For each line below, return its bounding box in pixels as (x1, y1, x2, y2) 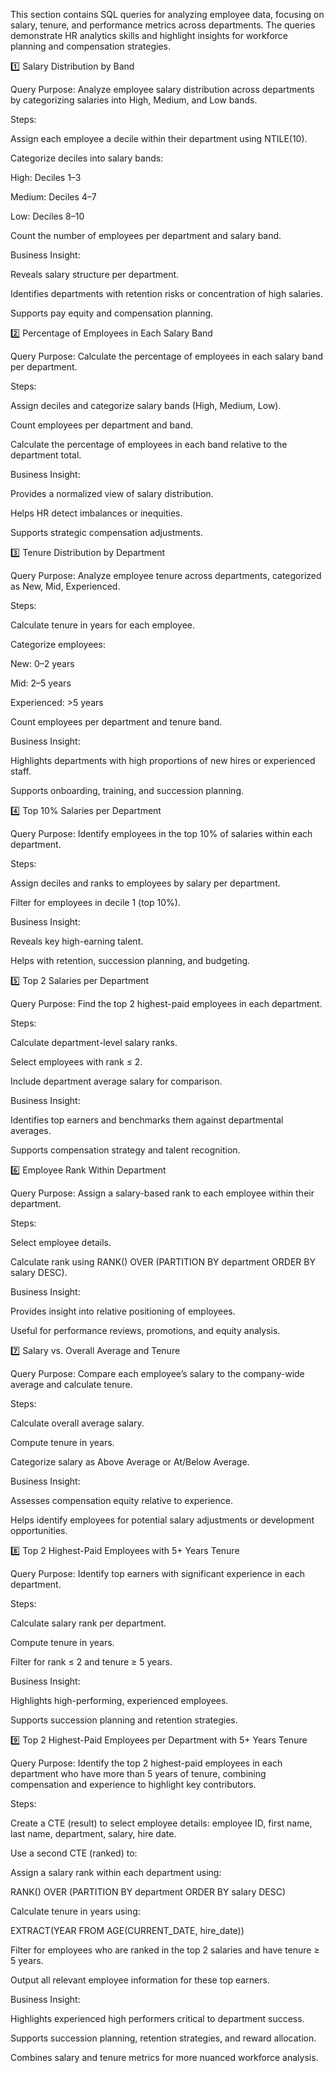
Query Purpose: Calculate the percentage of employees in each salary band (10, 350, 324, 362)
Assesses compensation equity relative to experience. (10, 1495, 233, 1506)
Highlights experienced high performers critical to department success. (10, 2013, 305, 2024)
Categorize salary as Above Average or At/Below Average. (10, 1456, 250, 1468)
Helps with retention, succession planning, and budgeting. (10, 955, 251, 966)
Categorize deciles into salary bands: (10, 152, 164, 164)
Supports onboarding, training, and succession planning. (10, 785, 245, 796)
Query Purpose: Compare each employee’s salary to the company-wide (10, 1368, 305, 1379)
